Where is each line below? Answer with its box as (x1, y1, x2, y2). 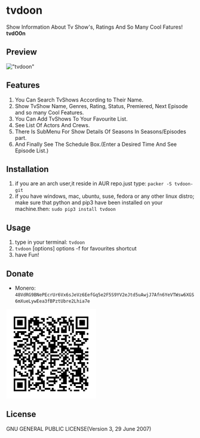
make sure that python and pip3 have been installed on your (14, 199, 163, 206)
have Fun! (14, 252, 39, 259)
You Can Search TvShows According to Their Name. (14, 96, 144, 103)
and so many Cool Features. (14, 109, 84, 116)
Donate (6, 268, 34, 278)
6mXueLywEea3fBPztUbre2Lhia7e (14, 298, 91, 304)
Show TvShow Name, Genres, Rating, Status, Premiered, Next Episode (14, 102, 188, 109)
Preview (6, 47, 38, 57)
